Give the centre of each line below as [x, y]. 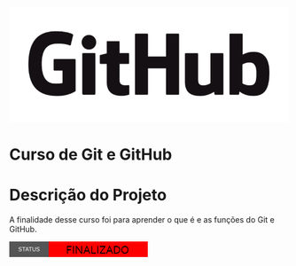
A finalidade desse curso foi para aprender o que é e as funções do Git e [142, 219]
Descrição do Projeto [88, 195]
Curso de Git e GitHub [91, 154]
